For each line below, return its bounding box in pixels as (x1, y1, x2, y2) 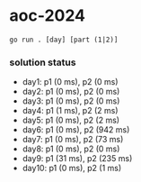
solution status (9, 56, 76, 68)
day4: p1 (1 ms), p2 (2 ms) (22, 105, 119, 116)
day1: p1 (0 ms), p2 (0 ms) (22, 77, 119, 87)
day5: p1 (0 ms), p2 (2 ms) (22, 114, 119, 126)
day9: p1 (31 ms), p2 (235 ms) (22, 153, 133, 164)
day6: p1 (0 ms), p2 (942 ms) (22, 124, 130, 135)
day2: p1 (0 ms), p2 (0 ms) (22, 86, 120, 97)
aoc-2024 (9, 5, 86, 26)
